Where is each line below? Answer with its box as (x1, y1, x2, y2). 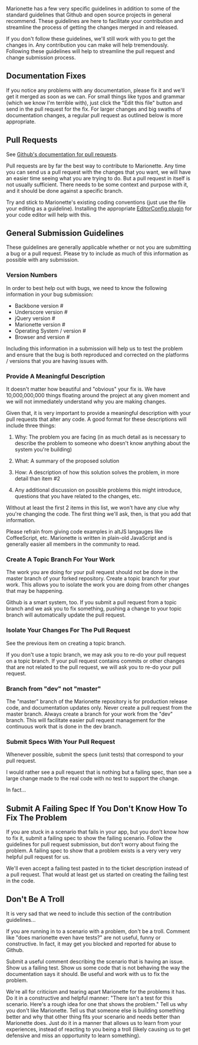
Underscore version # (14, 308, 68, 315)
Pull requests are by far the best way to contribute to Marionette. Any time (6, 162, 186, 169)
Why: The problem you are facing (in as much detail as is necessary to (14, 433, 186, 441)
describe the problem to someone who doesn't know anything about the (14, 440, 190, 447)
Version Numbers (6, 271, 58, 279)
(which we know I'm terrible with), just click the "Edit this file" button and (6, 99, 183, 106)
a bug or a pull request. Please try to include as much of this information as (6, 250, 189, 257)
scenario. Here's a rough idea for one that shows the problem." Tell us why (6, 1000, 187, 1007)
